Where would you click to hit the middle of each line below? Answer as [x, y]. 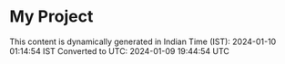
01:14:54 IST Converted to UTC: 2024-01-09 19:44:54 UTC [119, 50]
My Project [51, 17]
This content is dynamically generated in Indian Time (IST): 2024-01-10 [143, 41]
